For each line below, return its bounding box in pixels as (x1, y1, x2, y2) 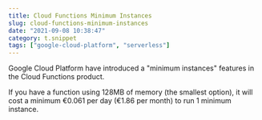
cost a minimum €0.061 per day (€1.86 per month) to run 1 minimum (8, 96, 232, 106)
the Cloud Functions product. (8, 72, 105, 82)
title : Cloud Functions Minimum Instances (8, 11, 152, 20)
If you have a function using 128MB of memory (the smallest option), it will (8, 87, 253, 97)
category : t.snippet (8, 34, 78, 42)
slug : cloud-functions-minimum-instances (8, 19, 149, 27)
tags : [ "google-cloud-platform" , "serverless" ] (8, 42, 171, 50)
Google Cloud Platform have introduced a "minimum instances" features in (8, 63, 255, 73)
